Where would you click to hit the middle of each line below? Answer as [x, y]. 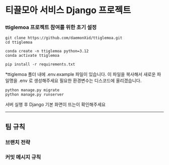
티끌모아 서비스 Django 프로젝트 [68, 10]
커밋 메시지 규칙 [23, 157]
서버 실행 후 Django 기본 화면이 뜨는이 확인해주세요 [55, 105]
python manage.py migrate [32, 90]
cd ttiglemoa [19, 43]
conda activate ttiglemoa [32, 56]
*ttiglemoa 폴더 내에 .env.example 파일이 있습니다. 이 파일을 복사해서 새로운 [80, 74]
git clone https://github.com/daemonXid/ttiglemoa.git [64, 38]
